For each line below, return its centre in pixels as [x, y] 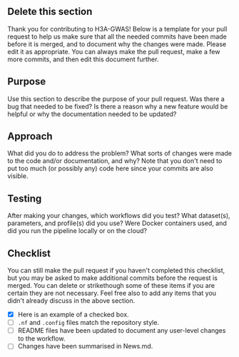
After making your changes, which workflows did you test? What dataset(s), [119, 216]
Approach [30, 136]
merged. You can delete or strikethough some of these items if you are [111, 286]
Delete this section [50, 12]
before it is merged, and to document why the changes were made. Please [117, 44]
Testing [25, 198]
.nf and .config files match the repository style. [88, 323]
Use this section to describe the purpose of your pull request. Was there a [116, 98]
